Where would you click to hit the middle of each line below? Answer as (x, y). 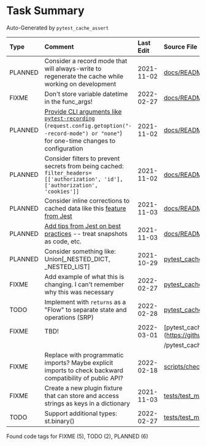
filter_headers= (68, 173)
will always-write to (73, 68)
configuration (64, 148)
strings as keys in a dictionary (87, 403)
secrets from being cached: (84, 166)
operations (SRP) (69, 317)
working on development (80, 84)
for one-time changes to (80, 141)
